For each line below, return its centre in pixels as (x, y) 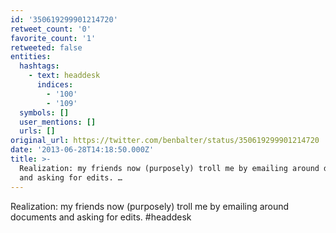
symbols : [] (44, 112)
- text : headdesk (64, 76)
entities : (31, 57)
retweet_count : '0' (51, 29)
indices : (55, 85)
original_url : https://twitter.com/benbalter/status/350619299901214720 (165, 141)
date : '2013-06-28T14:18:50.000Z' (82, 150)
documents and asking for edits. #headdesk (101, 217)
